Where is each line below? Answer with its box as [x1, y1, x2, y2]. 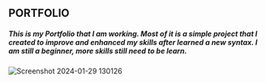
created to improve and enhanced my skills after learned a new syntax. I [8, 37, 258, 47]
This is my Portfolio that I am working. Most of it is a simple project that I [8, 28, 258, 39]
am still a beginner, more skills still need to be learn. [8, 46, 187, 56]
